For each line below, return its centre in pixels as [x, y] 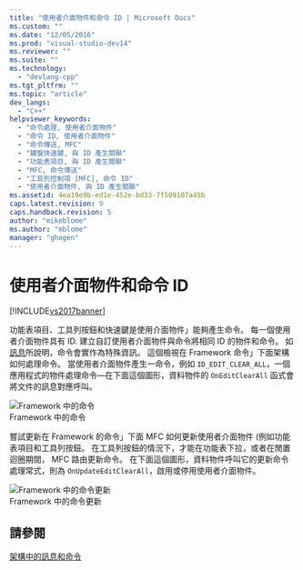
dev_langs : [30, 102]
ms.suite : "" [34, 60]
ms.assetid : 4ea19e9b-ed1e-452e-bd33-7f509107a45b [107, 195]
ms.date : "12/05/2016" [52, 35]
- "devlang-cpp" [48, 77]
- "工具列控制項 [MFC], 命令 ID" [76, 178]
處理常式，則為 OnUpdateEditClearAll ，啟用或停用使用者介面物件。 [135, 471]
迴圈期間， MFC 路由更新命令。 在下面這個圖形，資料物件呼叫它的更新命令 [149, 459]
